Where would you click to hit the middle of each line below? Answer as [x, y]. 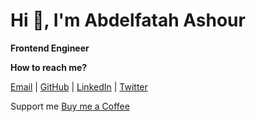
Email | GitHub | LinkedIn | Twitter [79, 86]
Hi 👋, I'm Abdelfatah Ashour [128, 20]
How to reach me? [49, 67]
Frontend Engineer [50, 48]
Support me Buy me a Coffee [70, 106]
